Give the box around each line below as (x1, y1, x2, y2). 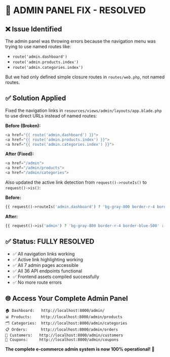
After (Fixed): (5, 151, 34, 157)
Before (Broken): (5, 123, 41, 129)
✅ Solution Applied (5, 94, 66, 103)
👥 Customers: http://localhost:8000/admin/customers (5, 333, 123, 338)
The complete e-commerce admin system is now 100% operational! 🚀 (5, 346, 155, 352)
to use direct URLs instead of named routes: (5, 112, 97, 118)
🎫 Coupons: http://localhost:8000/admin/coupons (5, 337, 119, 342)
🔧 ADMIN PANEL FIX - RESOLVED (5, 5, 146, 16)
